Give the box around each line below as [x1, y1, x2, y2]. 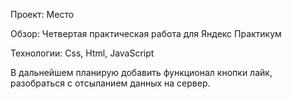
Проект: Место [10, 9, 75, 20]
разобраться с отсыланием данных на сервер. [10, 77, 211, 89]
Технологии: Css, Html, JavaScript [10, 47, 155, 59]
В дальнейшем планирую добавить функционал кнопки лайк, [10, 67, 273, 78]
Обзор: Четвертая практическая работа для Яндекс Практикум [10, 28, 282, 39]
